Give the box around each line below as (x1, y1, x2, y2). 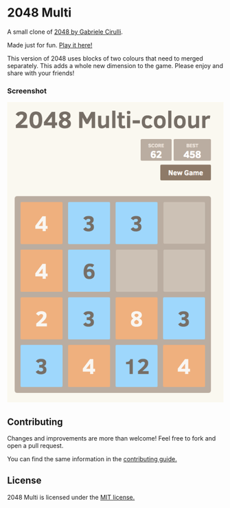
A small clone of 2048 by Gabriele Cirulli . (7, 28, 124, 36)
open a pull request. (7, 441, 64, 449)
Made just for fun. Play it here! (7, 41, 93, 49)
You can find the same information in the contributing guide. (7, 454, 177, 463)
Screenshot (7, 86, 47, 96)
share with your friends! (7, 69, 75, 77)
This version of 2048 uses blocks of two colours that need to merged (7, 54, 204, 63)
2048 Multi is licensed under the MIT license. (7, 493, 135, 501)
